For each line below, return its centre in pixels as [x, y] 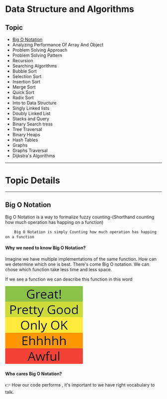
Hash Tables [25, 140]
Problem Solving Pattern [37, 55]
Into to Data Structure [34, 103]
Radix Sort [23, 98]
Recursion [23, 60]
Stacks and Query [31, 119]
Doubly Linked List [31, 113]
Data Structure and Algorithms [70, 9]
